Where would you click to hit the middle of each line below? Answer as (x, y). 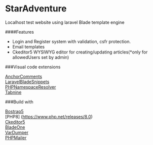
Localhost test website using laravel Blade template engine (65, 22)
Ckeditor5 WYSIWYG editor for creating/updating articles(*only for (80, 52)
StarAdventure (36, 9)
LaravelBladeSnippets (27, 82)
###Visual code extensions (33, 67)
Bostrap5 (14, 111)
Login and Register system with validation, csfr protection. (71, 41)
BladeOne (15, 127)
